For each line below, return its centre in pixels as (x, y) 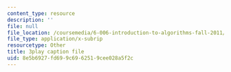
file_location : (29, 33)
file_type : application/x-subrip (55, 39)
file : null (23, 26)
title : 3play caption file (46, 52)
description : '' (30, 20)
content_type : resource (41, 13)
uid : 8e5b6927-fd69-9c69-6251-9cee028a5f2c (70, 58)
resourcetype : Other (37, 45)
